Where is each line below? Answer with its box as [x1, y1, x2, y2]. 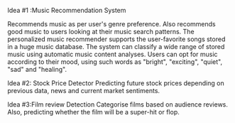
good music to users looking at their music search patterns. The [7, 28, 195, 36]
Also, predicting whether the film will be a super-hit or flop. [7, 108, 180, 116]
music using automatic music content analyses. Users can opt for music [7, 50, 218, 58]
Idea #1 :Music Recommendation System [7, 6, 126, 14]
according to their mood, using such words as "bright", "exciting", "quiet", [7, 58, 222, 66]
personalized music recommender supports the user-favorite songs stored [7, 35, 226, 43]
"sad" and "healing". [7, 65, 67, 73]
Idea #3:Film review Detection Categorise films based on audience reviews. [7, 100, 229, 109]
